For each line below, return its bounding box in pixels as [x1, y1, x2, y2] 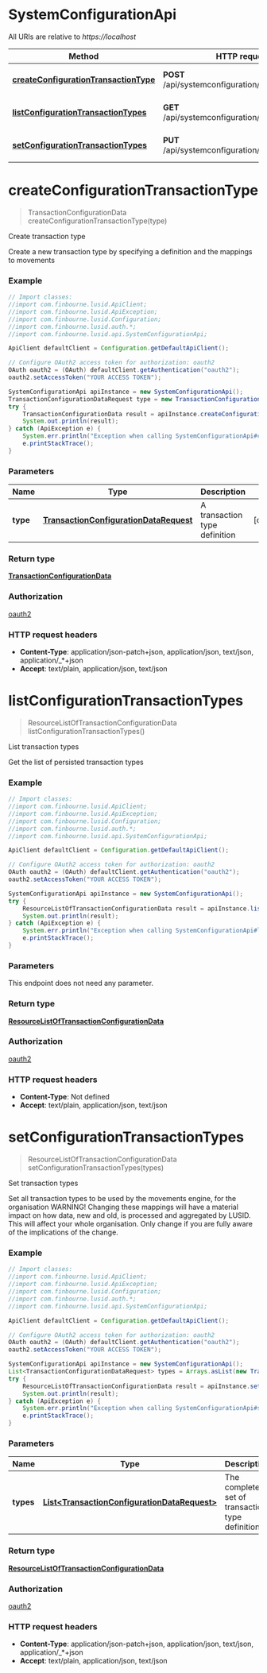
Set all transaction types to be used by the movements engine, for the [8, 1194, 237, 1204]
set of [224, 1492, 246, 1503]
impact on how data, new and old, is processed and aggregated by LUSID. [8, 1211, 252, 1220]
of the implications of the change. [8, 1227, 119, 1237]
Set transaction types [8, 1178, 79, 1188]
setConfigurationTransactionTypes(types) [27, 1163, 164, 1173]
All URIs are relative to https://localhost [8, 32, 137, 41]
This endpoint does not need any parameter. [8, 979, 153, 988]
